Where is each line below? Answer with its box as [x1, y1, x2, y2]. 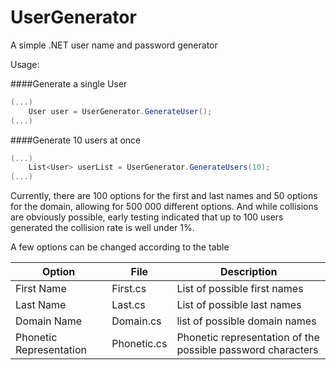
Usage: [10, 58, 40, 70]
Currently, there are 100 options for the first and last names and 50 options [10, 190, 318, 202]
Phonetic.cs [111, 337, 168, 351]
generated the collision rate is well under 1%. [10, 222, 195, 234]
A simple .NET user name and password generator [10, 39, 218, 51]
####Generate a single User [10, 77, 128, 90]
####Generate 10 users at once [10, 134, 142, 146]
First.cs [111, 282, 147, 296]
